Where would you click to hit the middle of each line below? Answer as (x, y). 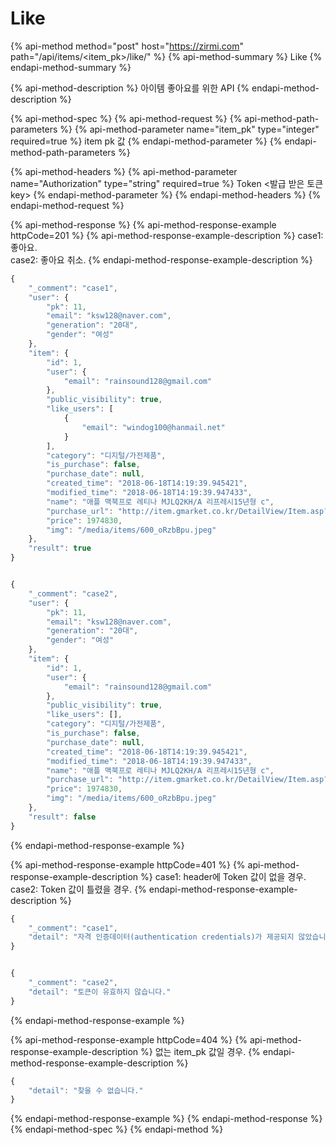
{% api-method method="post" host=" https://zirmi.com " (127, 46)
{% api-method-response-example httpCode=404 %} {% (129, 1039)
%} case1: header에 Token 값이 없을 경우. (223, 876)
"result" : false (62, 817)
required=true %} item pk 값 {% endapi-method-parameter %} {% (146, 141)
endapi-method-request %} (67, 205)
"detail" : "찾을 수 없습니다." (86, 1090)
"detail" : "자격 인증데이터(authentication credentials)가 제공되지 (161, 937)
